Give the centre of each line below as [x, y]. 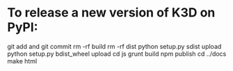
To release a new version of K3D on [111, 13]
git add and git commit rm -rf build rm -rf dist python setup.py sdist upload [114, 46]
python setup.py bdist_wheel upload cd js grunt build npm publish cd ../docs [117, 54]
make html [22, 61]
